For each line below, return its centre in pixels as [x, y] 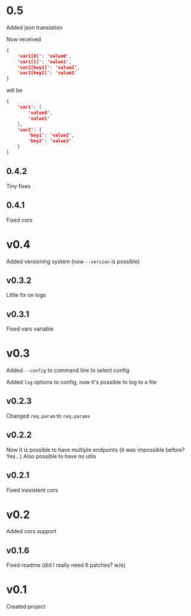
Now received [24, 39]
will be [15, 90]
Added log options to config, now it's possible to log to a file [82, 382]
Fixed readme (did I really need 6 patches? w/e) [66, 565]
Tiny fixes [18, 186]
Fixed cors [19, 220]
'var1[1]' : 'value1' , [44, 61]
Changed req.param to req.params [48, 416]
